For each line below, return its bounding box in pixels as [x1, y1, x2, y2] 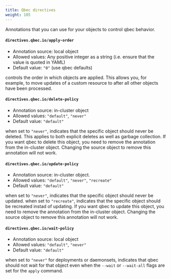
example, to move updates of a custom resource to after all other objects [5, 80, 158, 86]
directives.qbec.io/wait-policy [5, 225, 74, 231]
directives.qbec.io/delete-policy [5, 97, 79, 102]
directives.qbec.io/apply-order [5, 38, 74, 43]
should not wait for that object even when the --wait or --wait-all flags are [5, 262, 165, 268]
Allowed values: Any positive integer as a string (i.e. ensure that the [12, 54, 155, 60]
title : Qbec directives [5, 7, 56, 13]
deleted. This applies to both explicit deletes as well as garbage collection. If [5, 133, 166, 139]
